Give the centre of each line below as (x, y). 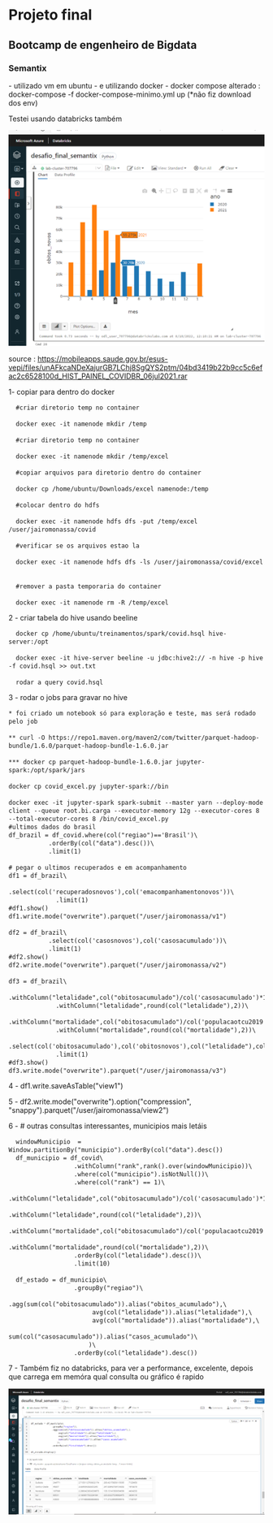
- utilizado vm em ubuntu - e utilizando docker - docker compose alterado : (134, 85)
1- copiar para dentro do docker (62, 392)
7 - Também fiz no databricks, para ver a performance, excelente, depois (131, 1368)
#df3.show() (28, 1062)
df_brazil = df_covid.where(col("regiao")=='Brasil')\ (103, 835)
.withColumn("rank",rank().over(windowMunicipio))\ (163, 1166)
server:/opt (28, 642)
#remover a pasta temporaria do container (89, 586)
